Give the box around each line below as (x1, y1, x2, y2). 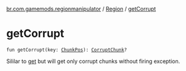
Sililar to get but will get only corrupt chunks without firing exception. (6, 58, 180, 65)
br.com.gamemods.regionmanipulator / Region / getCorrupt (6, 6, 156, 12)
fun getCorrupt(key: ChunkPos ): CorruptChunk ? (6, 47, 127, 53)
